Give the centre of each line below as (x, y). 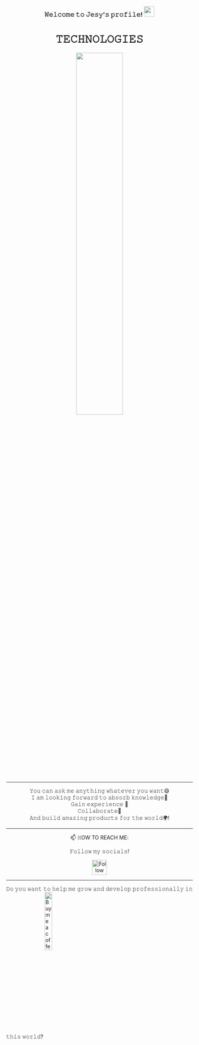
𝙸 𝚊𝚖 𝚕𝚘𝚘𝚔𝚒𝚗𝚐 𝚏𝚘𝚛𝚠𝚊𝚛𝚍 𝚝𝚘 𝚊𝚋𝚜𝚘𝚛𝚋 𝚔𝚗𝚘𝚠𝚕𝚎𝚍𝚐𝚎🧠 (99, 797)
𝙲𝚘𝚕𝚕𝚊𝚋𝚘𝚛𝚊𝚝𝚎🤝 (99, 810)
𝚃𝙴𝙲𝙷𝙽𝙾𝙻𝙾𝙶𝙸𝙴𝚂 (99, 39)
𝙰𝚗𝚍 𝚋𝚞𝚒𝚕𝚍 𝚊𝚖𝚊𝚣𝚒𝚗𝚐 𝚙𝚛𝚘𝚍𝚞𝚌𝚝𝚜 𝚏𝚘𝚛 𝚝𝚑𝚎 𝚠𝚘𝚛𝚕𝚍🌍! (99, 817)
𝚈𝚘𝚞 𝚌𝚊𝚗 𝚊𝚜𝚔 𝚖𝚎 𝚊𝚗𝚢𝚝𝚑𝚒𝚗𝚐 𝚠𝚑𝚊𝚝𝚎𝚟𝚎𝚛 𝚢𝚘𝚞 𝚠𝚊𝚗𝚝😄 (99, 791)
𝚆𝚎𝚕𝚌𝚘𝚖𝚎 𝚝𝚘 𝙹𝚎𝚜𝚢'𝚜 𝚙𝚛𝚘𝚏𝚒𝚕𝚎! (94, 14)
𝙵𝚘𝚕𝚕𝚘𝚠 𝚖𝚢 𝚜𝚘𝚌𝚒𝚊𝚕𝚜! (99, 851)
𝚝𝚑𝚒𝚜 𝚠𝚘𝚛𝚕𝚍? (25, 1036)
